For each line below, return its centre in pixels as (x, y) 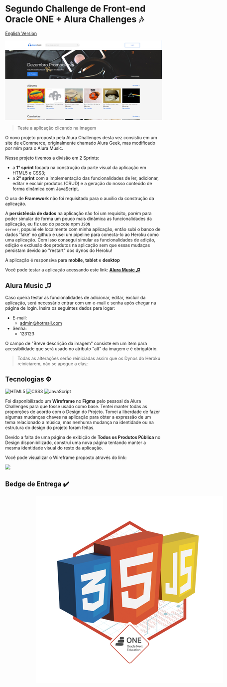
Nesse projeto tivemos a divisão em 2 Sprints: (52, 158)
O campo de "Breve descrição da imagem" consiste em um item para (76, 343)
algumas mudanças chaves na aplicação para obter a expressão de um (78, 417)
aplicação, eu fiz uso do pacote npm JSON (48, 224)
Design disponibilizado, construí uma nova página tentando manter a (76, 443)
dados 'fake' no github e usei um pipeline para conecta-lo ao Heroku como (82, 234)
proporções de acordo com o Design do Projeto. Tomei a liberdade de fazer (83, 412)
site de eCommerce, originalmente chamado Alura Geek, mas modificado (80, 143)
